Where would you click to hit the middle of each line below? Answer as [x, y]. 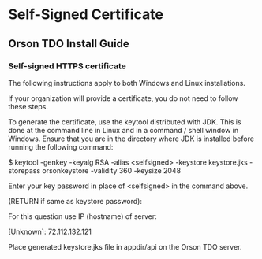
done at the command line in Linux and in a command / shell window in [124, 130]
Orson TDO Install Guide [69, 44]
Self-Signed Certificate [86, 15]
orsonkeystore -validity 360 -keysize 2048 [112, 170]
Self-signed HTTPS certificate [67, 66]
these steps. [28, 106]
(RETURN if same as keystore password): [75, 201]
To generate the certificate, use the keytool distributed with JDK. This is [125, 122]
